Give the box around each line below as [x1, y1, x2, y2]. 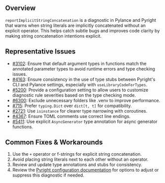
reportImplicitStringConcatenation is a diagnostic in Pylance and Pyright [5, 17, 156, 23]
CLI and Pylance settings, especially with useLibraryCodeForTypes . [12, 81, 148, 87]
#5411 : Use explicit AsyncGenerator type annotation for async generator [12, 119, 158, 124]
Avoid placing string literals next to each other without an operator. [12, 156, 149, 163]
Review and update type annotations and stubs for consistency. [12, 162, 143, 168]
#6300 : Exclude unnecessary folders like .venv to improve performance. [12, 97, 160, 103]
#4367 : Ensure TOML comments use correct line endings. [12, 113, 131, 119]
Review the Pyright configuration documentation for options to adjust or [12, 167, 159, 173]
